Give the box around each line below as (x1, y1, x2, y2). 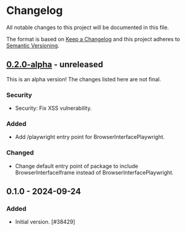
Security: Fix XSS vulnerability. (15, 104, 92, 112)
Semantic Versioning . (6, 42, 59, 49)
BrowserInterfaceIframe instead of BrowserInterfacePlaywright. (15, 169, 174, 176)
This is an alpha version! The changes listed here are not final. (6, 75, 162, 82)
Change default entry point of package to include (15, 162, 138, 170)
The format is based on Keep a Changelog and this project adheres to (6, 35, 181, 42)
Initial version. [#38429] (15, 218, 76, 226)
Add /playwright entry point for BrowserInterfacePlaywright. (15, 133, 165, 141)
